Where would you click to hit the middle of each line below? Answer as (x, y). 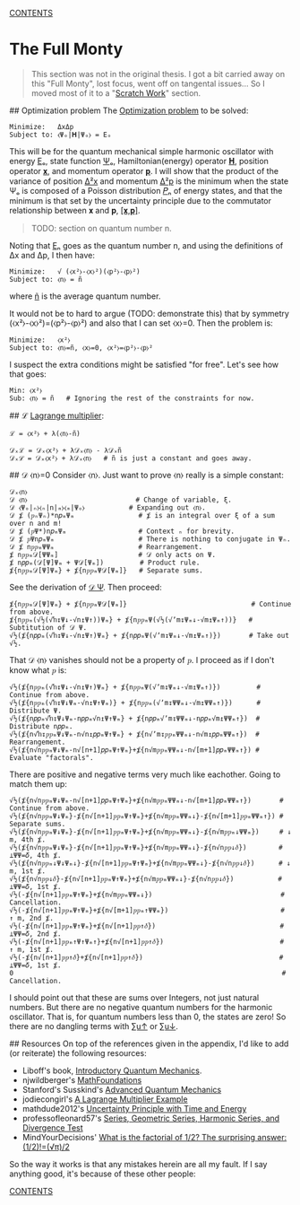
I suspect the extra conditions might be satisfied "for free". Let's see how (144, 364)
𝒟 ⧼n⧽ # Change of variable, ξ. (121, 500)
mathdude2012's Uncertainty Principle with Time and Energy (134, 1108)
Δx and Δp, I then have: (52, 255)
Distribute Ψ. (36, 711)
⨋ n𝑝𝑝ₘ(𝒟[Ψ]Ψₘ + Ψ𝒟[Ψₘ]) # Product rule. (105, 563)
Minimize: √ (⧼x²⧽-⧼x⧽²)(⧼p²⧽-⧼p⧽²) (75, 271)
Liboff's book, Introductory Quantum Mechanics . (112, 1070)
